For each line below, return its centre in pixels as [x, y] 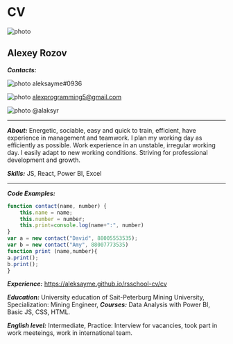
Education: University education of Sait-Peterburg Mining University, [106, 297]
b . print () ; [23, 264]
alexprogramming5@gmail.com [77, 97]
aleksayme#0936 [57, 83]
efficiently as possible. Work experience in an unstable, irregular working [112, 145]
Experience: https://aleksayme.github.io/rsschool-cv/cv [87, 284]
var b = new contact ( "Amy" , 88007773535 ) [68, 245]
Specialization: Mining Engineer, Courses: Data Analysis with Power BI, [109, 305]
